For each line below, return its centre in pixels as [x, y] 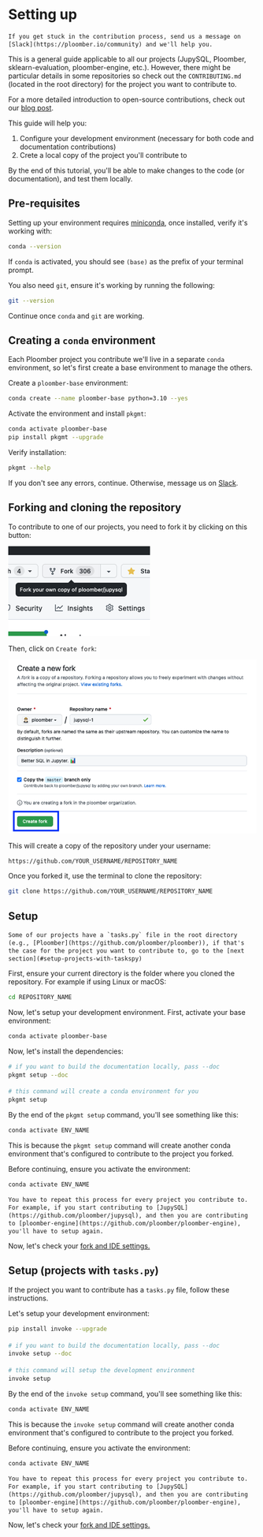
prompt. [21, 270]
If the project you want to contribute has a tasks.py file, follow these [119, 1289]
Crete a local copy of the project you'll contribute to [103, 155]
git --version [31, 300]
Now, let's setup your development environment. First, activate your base [127, 1012]
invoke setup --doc [40, 1354]
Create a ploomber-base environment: [68, 383]
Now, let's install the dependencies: [66, 1051]
